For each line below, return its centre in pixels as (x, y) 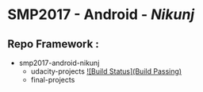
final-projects (53, 80)
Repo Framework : (54, 44)
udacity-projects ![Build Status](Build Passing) (106, 71)
